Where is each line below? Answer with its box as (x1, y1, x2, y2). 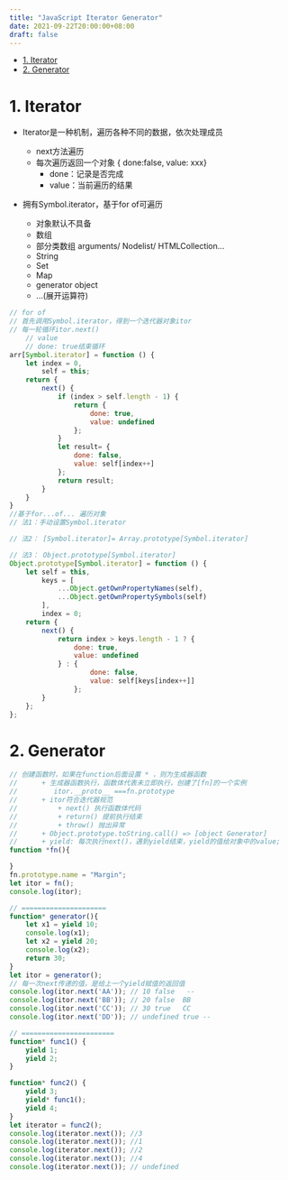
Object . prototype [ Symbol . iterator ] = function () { (9, 558, 207, 568)
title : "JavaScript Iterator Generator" (9, 13, 164, 23)
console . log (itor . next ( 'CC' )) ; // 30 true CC (9, 1004, 192, 1013)
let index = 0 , (25, 358, 83, 368)
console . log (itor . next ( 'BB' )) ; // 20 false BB (9, 996, 192, 1005)
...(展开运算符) (35, 290, 88, 301)
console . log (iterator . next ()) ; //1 (9, 1138, 143, 1147)
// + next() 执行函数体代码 (9, 804, 141, 813)
